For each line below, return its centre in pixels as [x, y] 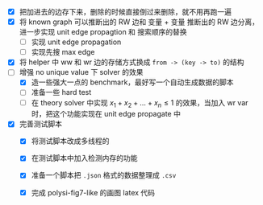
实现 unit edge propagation [76, 42]
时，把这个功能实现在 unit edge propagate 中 [106, 114]
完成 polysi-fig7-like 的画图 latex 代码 [93, 192]
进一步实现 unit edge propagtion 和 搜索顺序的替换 [103, 32]
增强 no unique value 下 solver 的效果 [81, 72]
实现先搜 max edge [63, 52]
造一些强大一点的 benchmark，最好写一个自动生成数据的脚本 [133, 82]
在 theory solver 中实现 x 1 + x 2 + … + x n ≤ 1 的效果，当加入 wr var [140, 103]
